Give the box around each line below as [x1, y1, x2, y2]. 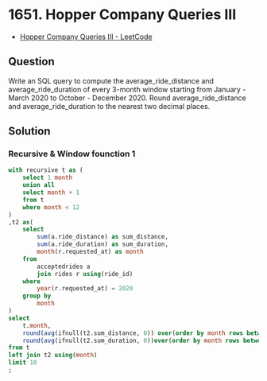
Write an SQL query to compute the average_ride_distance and [8, 76, 215, 85]
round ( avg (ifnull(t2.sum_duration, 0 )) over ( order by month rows [22, 336, 240, 344]
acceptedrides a [37, 262, 91, 270]
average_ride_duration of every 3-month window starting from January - [8, 84, 246, 94]
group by [22, 292, 52, 300]
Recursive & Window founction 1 [8, 149, 136, 160]
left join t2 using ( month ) [8, 352, 98, 360]
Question [8, 55, 55, 68]
